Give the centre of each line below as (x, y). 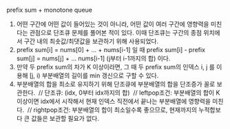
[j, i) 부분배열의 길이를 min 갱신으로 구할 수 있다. (94, 75)
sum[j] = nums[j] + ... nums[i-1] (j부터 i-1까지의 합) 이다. (93, 58)
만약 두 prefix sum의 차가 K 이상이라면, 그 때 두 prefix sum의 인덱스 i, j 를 (115, 67)
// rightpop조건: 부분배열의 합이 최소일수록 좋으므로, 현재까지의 (112, 110)
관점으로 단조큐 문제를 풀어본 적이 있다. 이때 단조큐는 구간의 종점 (116, 33)
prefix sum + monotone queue (49, 10)
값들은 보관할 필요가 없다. (65, 118)
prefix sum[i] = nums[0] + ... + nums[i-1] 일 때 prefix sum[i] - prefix (111, 50)
